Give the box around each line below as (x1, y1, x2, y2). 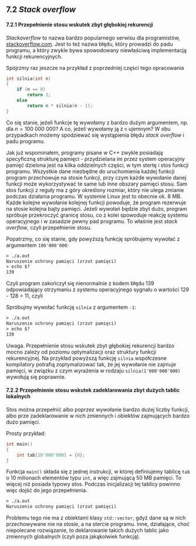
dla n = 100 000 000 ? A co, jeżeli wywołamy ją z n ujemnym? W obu (6, 125, 171, 132)
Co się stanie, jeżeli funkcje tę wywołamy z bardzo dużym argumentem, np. (6, 119, 189, 126)
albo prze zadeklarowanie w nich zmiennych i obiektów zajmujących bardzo (6, 412, 190, 419)
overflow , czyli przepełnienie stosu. (6, 224, 92, 231)
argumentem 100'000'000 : (6, 241, 69, 248)
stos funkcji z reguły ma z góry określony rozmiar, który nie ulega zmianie (6, 186, 184, 193)
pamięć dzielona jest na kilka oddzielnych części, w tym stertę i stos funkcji (6, 161, 189, 168)
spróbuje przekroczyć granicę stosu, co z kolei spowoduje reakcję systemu (6, 211, 188, 218)
